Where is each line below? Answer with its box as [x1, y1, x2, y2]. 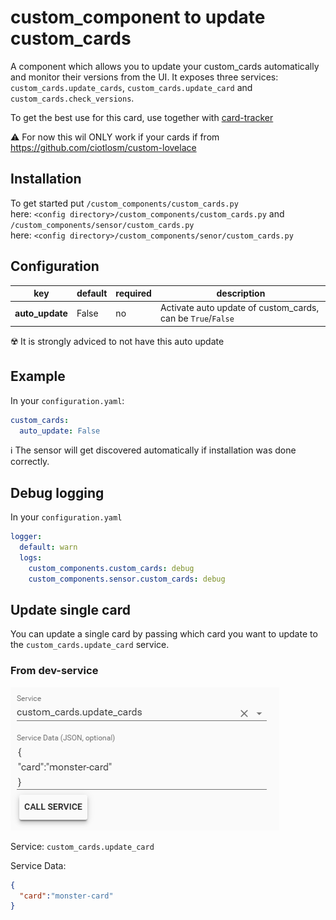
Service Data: [10, 859, 67, 871]
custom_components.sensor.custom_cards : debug [28, 574, 226, 584]
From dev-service [10, 664, 99, 678]
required [115, 287, 152, 300]
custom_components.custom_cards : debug [28, 563, 195, 573]
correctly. [10, 456, 50, 468]
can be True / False [159, 312, 235, 325]
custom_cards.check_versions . [10, 92, 135, 104]
